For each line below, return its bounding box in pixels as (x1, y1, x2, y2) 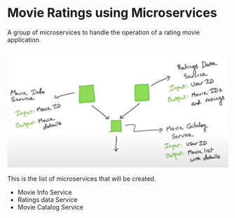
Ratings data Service (17, 195, 78, 204)
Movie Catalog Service (17, 203, 83, 211)
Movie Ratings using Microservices (7, 5, 217, 21)
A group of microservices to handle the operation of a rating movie (7, 28, 200, 36)
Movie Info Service (17, 188, 72, 196)
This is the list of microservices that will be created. (7, 174, 156, 183)
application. (7, 35, 41, 43)
